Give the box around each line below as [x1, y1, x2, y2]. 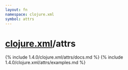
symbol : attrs [5, 16, 35, 21]
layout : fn [5, 7, 28, 12]
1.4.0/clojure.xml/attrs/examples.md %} [5, 60, 86, 66]
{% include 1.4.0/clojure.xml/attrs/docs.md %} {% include [5, 54, 123, 60]
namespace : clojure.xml [5, 12, 55, 17]
